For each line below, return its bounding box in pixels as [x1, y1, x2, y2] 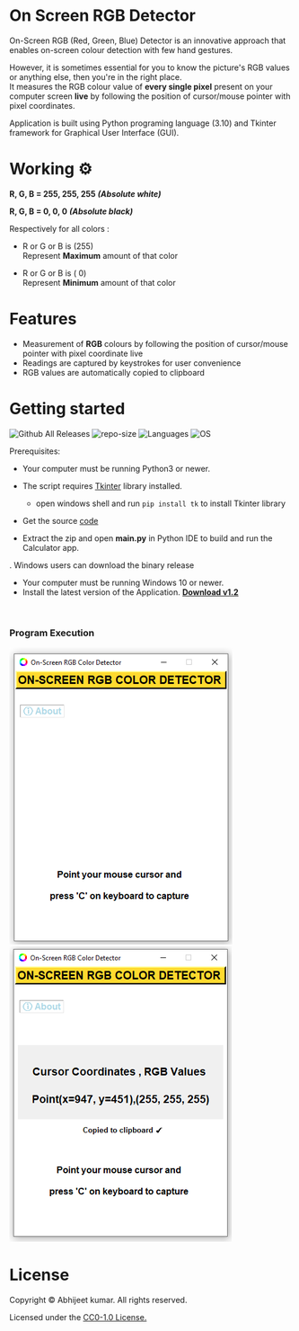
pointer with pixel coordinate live [22, 348, 144, 359]
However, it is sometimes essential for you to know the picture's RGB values [9, 62, 290, 73]
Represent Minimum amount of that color [22, 277, 177, 288]
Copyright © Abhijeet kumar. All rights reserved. [9, 1294, 188, 1305]
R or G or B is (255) [22, 240, 94, 252]
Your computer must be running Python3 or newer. [22, 463, 211, 474]
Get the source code [22, 515, 99, 526]
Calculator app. [22, 542, 79, 553]
